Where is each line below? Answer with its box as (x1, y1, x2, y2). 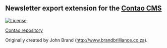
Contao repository (5, 27, 43, 33)
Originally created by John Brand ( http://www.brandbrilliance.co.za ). (5, 37, 148, 43)
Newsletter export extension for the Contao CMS (5, 4, 162, 13)
